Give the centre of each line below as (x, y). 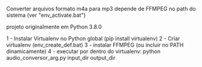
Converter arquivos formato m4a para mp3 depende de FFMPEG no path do (101, 9)
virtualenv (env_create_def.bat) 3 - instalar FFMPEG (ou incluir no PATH (95, 45)
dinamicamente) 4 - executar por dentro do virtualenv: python (83, 51)
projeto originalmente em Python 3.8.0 (54, 27)
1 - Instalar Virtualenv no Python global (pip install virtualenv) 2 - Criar (93, 38)
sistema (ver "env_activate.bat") (46, 15)
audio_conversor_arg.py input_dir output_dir (61, 58)
